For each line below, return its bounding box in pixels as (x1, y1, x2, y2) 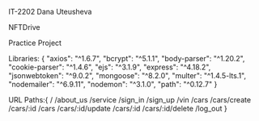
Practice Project (8, 38, 62, 48)
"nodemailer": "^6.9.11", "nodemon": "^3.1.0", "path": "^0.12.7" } (8, 80, 218, 89)
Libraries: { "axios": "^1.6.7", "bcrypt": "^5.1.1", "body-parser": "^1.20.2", (8, 54, 245, 63)
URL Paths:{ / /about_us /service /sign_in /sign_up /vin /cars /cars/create (8, 95, 252, 104)
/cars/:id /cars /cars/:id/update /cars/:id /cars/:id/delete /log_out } (8, 104, 228, 113)
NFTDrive (8, 23, 40, 31)
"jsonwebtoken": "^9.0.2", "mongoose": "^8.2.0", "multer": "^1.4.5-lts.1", (8, 71, 247, 80)
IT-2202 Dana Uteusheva (8, 7, 92, 16)
